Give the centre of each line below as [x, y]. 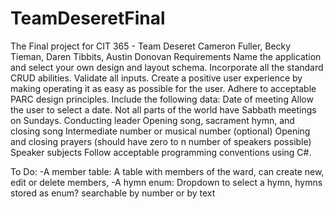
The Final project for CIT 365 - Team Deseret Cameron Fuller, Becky [151, 46]
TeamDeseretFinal [88, 18]
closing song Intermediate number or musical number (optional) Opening [160, 131]
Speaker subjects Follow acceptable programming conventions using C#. [161, 152]
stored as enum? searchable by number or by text [113, 193]
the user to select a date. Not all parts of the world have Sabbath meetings [163, 109]
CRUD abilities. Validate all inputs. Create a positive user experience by [156, 78]
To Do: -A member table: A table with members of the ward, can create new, [167, 171]
